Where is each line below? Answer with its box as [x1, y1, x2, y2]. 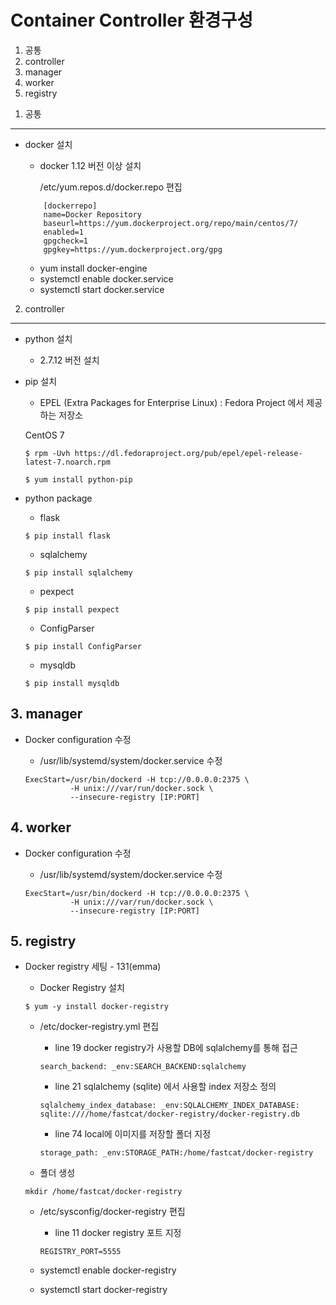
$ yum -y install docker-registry [24, 1002, 169, 1012]
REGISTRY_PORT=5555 [39, 1247, 122, 1257]
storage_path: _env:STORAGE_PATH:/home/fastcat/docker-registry [39, 1148, 314, 1158]
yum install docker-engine [39, 262, 148, 274]
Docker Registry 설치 [39, 982, 125, 994]
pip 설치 [24, 375, 58, 387]
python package [24, 492, 93, 504]
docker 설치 [24, 138, 73, 150]
